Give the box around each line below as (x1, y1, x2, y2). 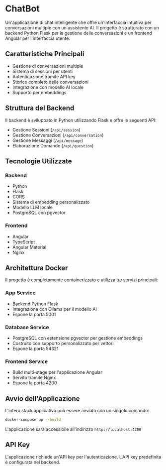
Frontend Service (5, 358, 48, 365)
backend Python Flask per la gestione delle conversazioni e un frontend (5, 30, 153, 36)
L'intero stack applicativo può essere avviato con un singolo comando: (5, 408, 150, 414)
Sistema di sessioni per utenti (12, 68, 73, 74)
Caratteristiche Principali (5, 50, 84, 58)
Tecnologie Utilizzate (5, 157, 72, 165)
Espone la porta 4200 (12, 380, 57, 386)
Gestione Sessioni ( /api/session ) (12, 126, 81, 132)
